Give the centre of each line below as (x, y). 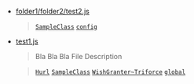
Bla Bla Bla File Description (79, 56)
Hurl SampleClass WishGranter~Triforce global (110, 72)
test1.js (27, 41)
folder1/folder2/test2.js (53, 11)
